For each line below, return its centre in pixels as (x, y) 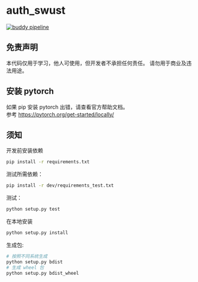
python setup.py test (33, 209)
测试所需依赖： (25, 174)
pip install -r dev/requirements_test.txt (60, 186)
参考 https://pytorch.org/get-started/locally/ (60, 114)
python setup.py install (37, 233)
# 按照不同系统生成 (27, 256)
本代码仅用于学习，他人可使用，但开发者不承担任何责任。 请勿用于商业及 (96, 63)
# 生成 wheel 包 (25, 268)
